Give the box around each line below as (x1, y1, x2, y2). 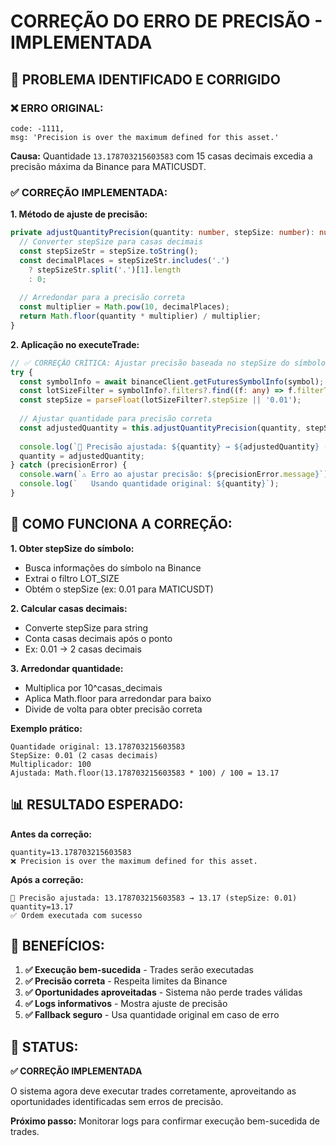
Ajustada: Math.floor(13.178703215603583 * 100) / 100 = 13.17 (10, 768, 280, 778)
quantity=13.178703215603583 (10, 847, 132, 857)
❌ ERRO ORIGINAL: (10, 101, 104, 115)
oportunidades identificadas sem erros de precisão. (10, 1096, 224, 1108)
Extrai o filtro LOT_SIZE (24, 572, 120, 584)
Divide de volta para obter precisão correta (24, 703, 203, 715)
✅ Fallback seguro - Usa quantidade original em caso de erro (24, 1009, 280, 1021)
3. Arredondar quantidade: (10, 662, 124, 674)
